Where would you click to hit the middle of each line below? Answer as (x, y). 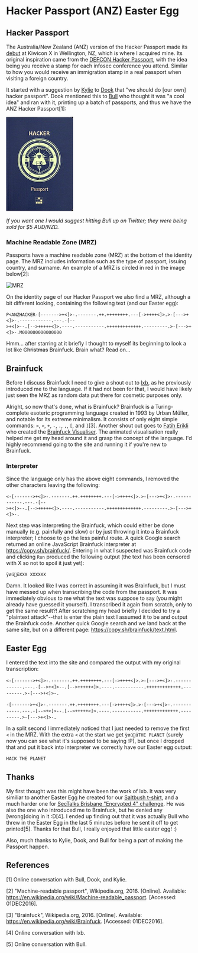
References (28, 865)
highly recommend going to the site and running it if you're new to (87, 444)
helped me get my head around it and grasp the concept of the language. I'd (99, 438)
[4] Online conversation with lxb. (46, 932)
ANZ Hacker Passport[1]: (36, 109)
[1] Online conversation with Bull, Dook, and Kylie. (66, 879)
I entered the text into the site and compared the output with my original (94, 663)
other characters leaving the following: (53, 485)
